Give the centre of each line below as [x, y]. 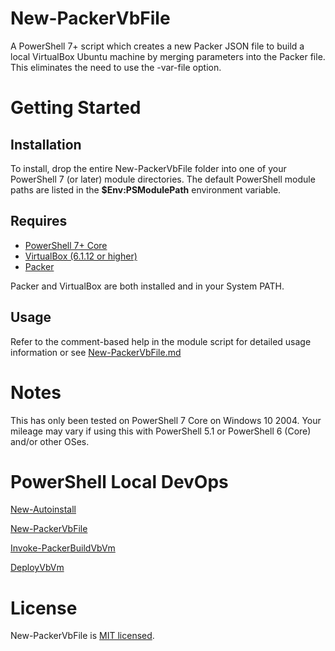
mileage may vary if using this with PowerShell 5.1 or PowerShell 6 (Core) [161, 431]
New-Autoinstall [43, 509]
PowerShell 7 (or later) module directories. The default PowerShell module [163, 179]
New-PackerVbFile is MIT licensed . [82, 636]
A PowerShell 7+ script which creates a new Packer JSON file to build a [157, 46]
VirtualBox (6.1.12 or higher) [81, 256]
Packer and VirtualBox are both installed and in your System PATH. [147, 286]
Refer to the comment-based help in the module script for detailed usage [161, 341]
